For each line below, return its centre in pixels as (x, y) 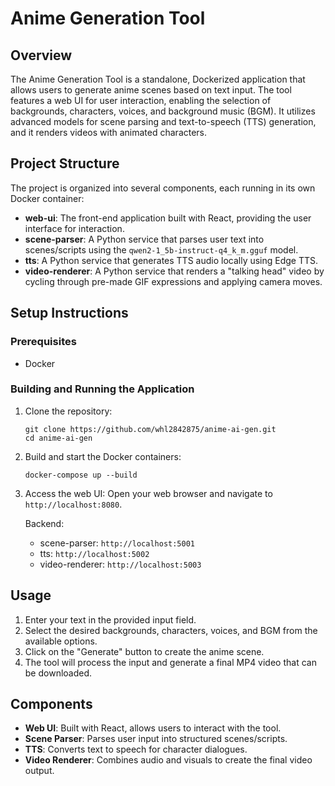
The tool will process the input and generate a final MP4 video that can (170, 662)
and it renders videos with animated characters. (109, 132)
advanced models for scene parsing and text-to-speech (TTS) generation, (163, 121)
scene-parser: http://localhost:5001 (117, 543)
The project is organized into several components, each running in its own (163, 188)
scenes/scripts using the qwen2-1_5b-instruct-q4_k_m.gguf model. (161, 249)
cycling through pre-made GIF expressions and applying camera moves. (173, 281)
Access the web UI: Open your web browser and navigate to (148, 493)
